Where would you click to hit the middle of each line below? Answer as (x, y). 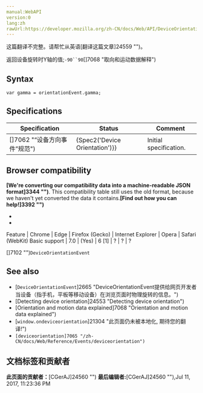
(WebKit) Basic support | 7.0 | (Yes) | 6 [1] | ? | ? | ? (69, 241)
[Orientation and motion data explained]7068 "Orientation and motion (101, 307)
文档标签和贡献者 (38, 361)
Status (109, 128)
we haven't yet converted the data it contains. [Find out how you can (92, 198)
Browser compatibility (49, 171)
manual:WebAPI (24, 12)
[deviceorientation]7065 (46, 336)
